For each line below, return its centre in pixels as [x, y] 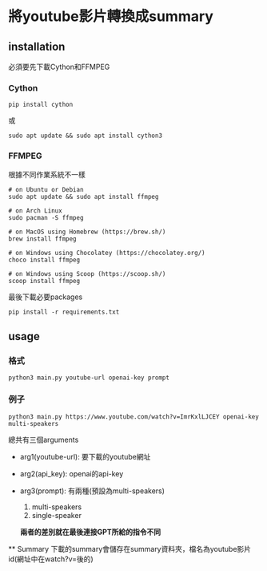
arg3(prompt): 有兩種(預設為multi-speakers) [92, 491]
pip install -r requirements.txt [64, 312]
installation [37, 46]
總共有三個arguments [44, 439]
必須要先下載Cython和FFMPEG [59, 67]
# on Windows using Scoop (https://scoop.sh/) [87, 273]
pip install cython [41, 105]
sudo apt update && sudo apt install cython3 [85, 136]
